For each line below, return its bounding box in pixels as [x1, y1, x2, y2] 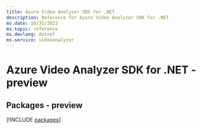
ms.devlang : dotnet [6, 31, 56, 38]
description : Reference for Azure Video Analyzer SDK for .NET [6, 15, 169, 21]
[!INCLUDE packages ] [6, 116, 61, 123]
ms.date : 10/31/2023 [6, 20, 59, 26]
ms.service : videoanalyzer [6, 37, 74, 43]
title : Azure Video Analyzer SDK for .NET [6, 8, 115, 15]
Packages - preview [6, 100, 83, 110]
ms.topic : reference [6, 25, 59, 32]
